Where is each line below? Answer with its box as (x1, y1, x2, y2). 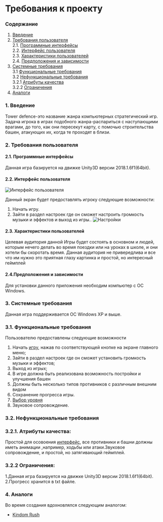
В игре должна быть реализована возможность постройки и (12, 371, 141, 377)
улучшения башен (12, 376, 51, 382)
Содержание (5, 21, 39, 28)
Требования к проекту (5, 3, 103, 14)
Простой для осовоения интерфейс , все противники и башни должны (5, 439, 153, 445)
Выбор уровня (12, 397, 43, 403)
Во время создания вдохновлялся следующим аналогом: (5, 502, 127, 508)
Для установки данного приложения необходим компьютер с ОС (5, 283, 144, 288)
